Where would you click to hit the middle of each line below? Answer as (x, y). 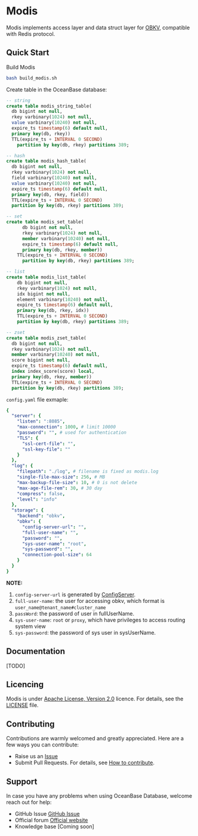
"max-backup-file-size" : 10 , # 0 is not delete (77, 482)
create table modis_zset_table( (46, 338)
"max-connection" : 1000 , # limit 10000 (66, 427)
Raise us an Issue (36, 757)
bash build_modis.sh (32, 78)
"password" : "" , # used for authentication (72, 433)
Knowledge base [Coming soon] (54, 826)
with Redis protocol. (31, 33)
